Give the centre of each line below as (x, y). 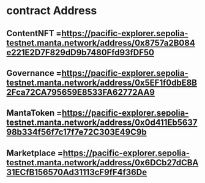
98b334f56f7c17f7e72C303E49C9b (76, 132)
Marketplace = (35, 153)
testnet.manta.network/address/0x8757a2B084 (101, 43)
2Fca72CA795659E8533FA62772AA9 (80, 92)
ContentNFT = (34, 33)
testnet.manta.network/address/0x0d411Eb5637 (102, 123)
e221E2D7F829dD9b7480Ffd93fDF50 (80, 52)
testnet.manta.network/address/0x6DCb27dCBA (102, 162)
